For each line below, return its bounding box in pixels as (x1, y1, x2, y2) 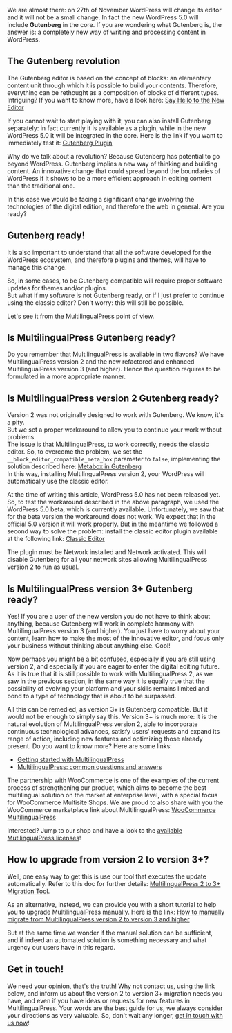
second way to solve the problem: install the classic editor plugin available (7, 527, 218, 536)
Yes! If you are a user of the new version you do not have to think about (7, 612, 211, 621)
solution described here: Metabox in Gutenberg (7, 462, 142, 470)
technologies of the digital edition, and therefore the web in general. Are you (7, 202, 224, 211)
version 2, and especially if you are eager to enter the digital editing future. (7, 662, 220, 671)
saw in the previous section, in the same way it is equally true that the (7, 677, 205, 685)
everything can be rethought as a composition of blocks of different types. (7, 88, 219, 96)
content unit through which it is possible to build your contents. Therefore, (7, 81, 218, 89)
